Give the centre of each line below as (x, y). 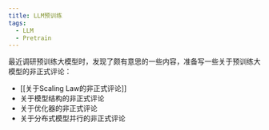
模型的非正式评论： (40, 72)
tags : (17, 23)
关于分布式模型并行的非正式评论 (72, 118)
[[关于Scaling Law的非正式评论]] (73, 89)
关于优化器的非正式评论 (58, 108)
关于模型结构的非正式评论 (62, 98)
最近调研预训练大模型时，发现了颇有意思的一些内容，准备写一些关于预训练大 (134, 61)
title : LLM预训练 (35, 16)
